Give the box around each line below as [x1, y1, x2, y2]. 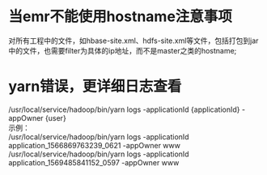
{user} [44, 113, 66, 122]
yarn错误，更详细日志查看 [8, 78, 182, 96]
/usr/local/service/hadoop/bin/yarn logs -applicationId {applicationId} [8, 105, 240, 114]
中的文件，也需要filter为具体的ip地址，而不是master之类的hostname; [8, 45, 237, 55]
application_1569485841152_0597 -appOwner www [8, 157, 180, 167]
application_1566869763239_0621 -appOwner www [8, 140, 180, 150]
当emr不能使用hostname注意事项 [8, 7, 233, 26]
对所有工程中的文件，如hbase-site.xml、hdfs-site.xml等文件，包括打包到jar [8, 36, 259, 45]
